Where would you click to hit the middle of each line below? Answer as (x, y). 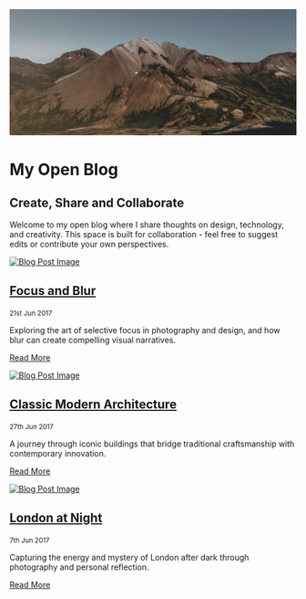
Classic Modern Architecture (93, 404)
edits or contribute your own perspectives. (89, 244)
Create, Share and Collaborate (97, 203)
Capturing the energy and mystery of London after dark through (129, 557)
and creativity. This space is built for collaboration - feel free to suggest (144, 235)
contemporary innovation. (58, 454)
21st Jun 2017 (31, 314)
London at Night (56, 517)
